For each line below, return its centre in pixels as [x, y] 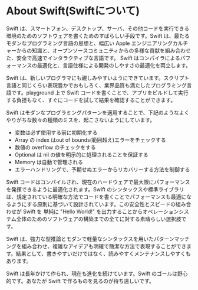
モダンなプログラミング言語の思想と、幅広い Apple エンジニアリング [89, 43]
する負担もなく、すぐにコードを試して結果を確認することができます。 [91, 100]
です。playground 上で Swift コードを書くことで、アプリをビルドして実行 [100, 92]
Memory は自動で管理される [49, 162]
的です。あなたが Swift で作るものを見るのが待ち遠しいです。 [80, 281]
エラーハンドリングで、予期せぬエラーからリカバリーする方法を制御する [102, 169]
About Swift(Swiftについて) [73, 11]
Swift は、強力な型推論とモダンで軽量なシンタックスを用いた [80, 239]
